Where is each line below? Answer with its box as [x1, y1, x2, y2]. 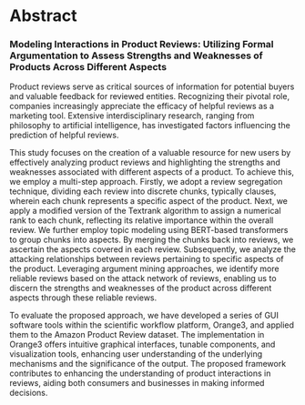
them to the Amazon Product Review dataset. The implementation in [9, 329, 265, 340]
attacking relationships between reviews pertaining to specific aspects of [9, 254, 284, 265]
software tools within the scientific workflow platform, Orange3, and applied [9, 319, 294, 330]
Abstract [9, 5, 77, 26]
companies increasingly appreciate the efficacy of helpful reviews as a [9, 101, 275, 112]
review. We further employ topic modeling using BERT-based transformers [9, 225, 289, 236]
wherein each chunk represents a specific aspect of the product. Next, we [9, 196, 289, 207]
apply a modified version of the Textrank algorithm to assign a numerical [9, 206, 281, 217]
